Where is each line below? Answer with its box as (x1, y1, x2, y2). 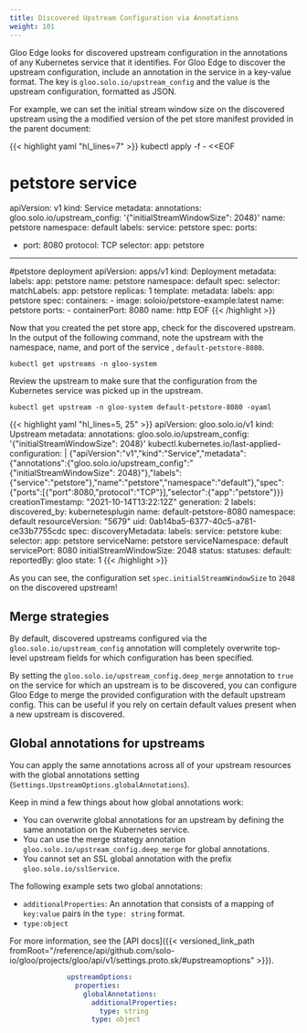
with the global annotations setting (9, 769, 140, 781)
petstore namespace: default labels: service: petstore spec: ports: (9, 222, 258, 233)
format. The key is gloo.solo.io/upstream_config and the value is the (9, 76, 270, 87)
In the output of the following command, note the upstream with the (9, 332, 264, 343)
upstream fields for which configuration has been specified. (28, 652, 254, 663)
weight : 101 (9, 22, 55, 31)
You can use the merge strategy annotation (22, 834, 185, 845)
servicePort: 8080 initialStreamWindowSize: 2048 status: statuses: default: (9, 545, 292, 556)
